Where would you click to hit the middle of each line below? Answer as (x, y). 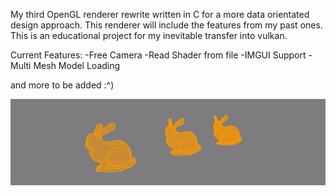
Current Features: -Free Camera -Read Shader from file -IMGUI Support (158, 55)
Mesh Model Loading (77, 65)
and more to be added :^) (62, 85)
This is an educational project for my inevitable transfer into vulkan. (149, 35)
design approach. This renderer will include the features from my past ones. (166, 25)
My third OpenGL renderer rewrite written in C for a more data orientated (160, 14)
